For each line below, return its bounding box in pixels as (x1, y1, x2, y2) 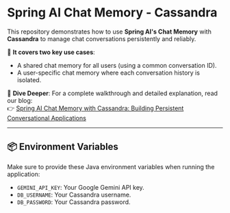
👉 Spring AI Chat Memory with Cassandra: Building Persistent (7, 104, 184, 112)
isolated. (16, 75, 42, 84)
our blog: (7, 96, 33, 104)
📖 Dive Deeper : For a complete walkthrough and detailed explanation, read (7, 89, 218, 97)
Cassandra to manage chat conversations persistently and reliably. (7, 34, 196, 42)
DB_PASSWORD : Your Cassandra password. (16, 197, 131, 206)
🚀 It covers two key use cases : (7, 48, 96, 56)
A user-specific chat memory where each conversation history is (16, 68, 201, 77)
